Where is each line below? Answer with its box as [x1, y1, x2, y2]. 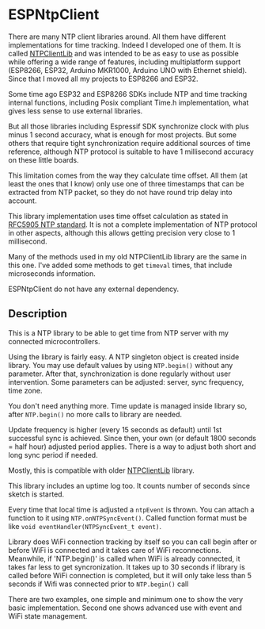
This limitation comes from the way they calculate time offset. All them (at [8, 171, 248, 180]
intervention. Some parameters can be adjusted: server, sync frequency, [8, 377, 244, 386]
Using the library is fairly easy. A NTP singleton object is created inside [8, 351, 240, 362]
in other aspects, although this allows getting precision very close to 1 [8, 228, 236, 237]
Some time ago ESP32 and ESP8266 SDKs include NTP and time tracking [8, 89, 248, 98]
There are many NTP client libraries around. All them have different [8, 32, 226, 41]
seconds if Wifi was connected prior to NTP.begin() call [8, 579, 189, 589]
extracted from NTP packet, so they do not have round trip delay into [8, 187, 233, 197]
